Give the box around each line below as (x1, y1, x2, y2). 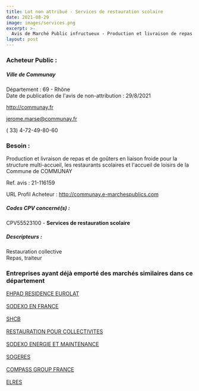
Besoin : (6, 141, 30, 149)
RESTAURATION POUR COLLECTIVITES (6, 328, 103, 335)
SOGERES (6, 354, 31, 361)
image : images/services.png (6, 20, 76, 26)
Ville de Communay (6, 71, 56, 78)
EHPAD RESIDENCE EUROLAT (6, 290, 80, 298)
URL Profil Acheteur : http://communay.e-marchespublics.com (6, 191, 159, 198)
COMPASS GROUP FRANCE (6, 366, 74, 373)
